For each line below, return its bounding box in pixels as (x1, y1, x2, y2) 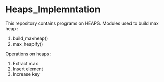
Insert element (12, 66, 43, 72)
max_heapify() (12, 40, 43, 47)
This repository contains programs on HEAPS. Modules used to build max (5, 20, 159, 26)
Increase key (12, 71, 40, 77)
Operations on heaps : (5, 51, 52, 57)
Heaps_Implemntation (5, 4, 101, 15)
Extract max (12, 60, 38, 66)
